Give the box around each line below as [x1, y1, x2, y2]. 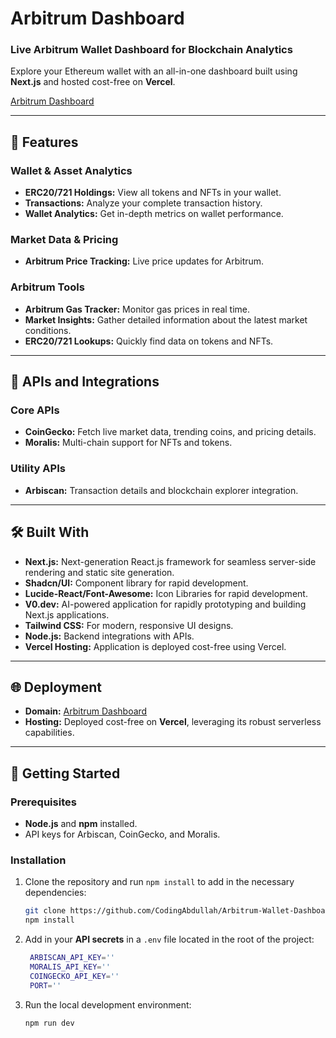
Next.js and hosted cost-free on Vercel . [10, 76, 176, 88]
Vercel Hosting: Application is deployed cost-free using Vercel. [24, 640, 287, 652]
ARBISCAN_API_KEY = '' [29, 953, 116, 963]
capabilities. [24, 727, 75, 739]
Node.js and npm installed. [24, 818, 138, 830]
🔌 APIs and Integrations [10, 373, 160, 391]
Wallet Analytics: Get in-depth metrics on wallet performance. [24, 208, 284, 220]
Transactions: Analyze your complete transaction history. [24, 197, 263, 209]
